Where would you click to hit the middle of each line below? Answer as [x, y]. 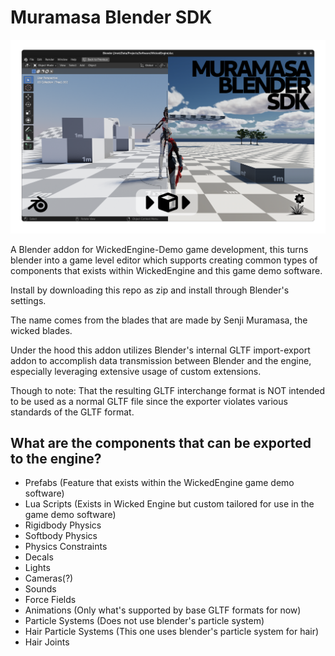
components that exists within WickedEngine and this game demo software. [166, 270]
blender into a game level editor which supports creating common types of [164, 260]
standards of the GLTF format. [72, 412]
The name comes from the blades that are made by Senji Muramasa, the [159, 320]
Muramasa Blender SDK [111, 17]
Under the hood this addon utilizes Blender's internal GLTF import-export [160, 350]
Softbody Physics [61, 536]
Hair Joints [47, 642]
